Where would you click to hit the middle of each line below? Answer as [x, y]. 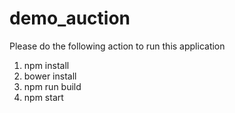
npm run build [52, 86]
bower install [50, 76]
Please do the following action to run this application [117, 46]
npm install [46, 65]
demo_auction [70, 18]
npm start [43, 97]
